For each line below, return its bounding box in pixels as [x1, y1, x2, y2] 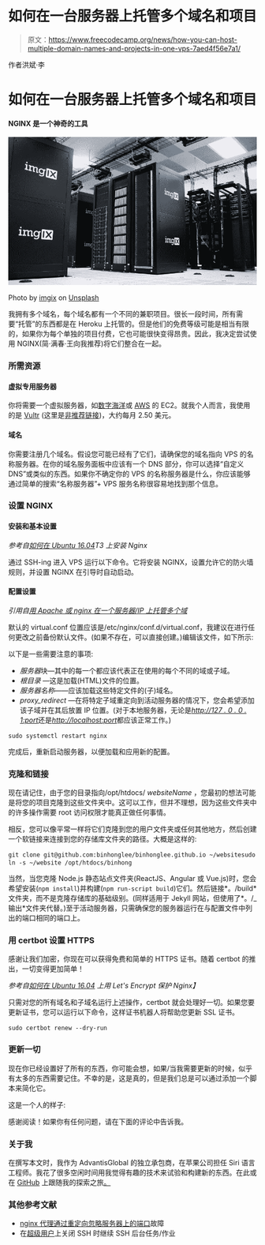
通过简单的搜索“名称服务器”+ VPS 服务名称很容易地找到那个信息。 [8, 478, 223, 488]
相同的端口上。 [35, 913, 84, 923]
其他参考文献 [8, 1199, 58, 1210]
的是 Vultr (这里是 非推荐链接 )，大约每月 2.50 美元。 [8, 411, 176, 420]
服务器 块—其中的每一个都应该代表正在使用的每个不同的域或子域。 [19, 666, 234, 675]
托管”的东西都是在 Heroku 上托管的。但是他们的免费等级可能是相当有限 [18, 319, 250, 328]
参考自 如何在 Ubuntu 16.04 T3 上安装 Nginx [8, 540, 147, 549]
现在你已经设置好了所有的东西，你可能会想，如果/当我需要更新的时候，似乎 [8, 1063, 253, 1073]
